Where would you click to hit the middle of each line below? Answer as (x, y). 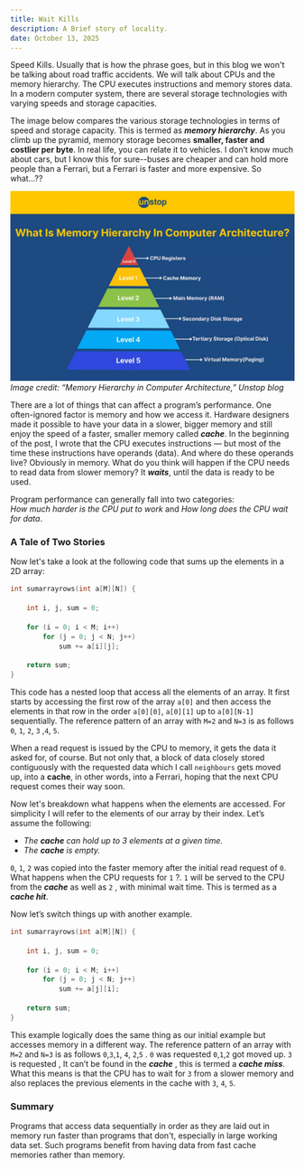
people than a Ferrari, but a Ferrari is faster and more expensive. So (136, 169)
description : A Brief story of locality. (89, 28)
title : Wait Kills (45, 19)
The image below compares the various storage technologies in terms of (145, 121)
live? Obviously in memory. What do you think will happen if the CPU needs (150, 463)
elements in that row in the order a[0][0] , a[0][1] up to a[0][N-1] (132, 712)
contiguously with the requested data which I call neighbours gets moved (146, 768)
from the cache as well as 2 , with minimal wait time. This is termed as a (144, 887)
